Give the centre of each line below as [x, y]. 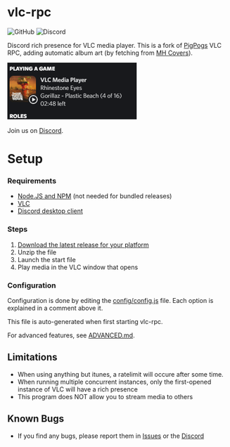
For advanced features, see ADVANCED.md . [71, 335]
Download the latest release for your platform [83, 245]
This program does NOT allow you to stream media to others [105, 396]
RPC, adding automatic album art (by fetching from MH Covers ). [100, 53]
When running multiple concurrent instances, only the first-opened [114, 382]
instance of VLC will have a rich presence [78, 389]
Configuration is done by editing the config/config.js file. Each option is [110, 301]
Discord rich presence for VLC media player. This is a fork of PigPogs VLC [115, 45]
